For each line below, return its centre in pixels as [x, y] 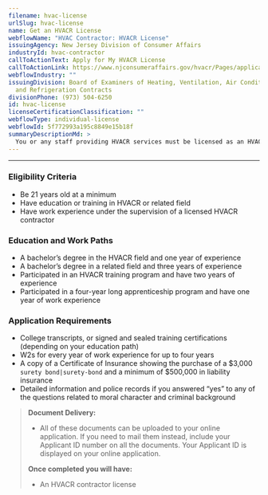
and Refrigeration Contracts [64, 90]
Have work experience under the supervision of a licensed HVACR [128, 211]
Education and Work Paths [61, 240]
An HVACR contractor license [88, 485]
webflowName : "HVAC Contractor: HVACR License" [89, 38]
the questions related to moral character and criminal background [128, 397]
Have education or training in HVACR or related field [105, 202]
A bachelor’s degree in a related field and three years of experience [131, 266]
